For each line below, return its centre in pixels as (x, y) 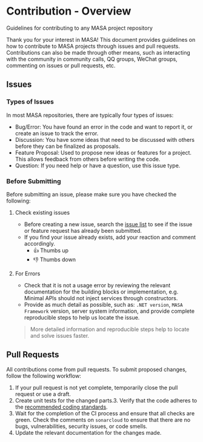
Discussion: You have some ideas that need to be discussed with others (105, 139)
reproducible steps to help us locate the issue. (82, 317)
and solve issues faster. (60, 335)
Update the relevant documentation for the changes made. (88, 432)
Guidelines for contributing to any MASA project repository (80, 28)
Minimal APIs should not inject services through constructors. (101, 298)
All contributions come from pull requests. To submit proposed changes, (97, 369)
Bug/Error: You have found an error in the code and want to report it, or (104, 127)
